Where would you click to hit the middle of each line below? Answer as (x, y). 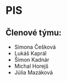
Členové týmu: (34, 33)
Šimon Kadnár (32, 60)
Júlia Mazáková (33, 72)
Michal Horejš (31, 66)
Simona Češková (35, 47)
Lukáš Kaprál (31, 53)
